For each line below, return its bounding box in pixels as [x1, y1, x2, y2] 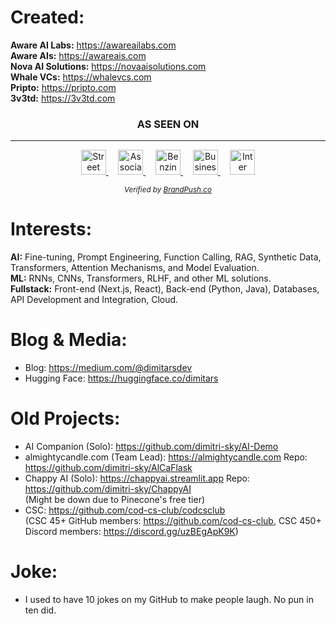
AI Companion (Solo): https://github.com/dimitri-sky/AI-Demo [24, 441, 279, 453]
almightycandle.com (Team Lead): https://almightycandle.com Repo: [24, 451, 308, 463]
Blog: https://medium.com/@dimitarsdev [24, 362, 193, 374]
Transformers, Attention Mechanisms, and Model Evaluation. [10, 262, 260, 274]
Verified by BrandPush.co [124, 185, 212, 195]
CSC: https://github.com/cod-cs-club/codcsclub [24, 504, 226, 516]
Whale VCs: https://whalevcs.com [10, 71, 152, 83]
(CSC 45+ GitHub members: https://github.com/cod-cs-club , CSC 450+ [24, 515, 322, 527]
